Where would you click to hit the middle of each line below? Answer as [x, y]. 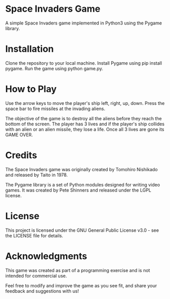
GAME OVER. [19, 134]
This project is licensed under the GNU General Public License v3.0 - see [82, 230]
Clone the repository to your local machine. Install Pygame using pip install [84, 63]
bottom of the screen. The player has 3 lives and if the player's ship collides [85, 124]
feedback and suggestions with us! [42, 291]
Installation [30, 49]
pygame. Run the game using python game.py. [54, 68]
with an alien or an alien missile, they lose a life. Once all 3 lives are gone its [85, 129]
